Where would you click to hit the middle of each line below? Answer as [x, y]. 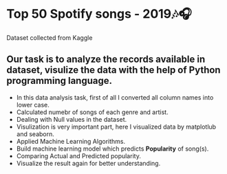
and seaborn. [35, 134]
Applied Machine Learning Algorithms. [71, 141]
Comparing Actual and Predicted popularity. [79, 155]
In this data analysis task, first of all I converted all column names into [115, 97]
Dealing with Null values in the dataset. [72, 119]
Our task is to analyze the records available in [106, 59]
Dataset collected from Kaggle [50, 37]
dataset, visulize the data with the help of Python [113, 70]
